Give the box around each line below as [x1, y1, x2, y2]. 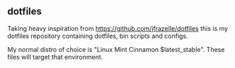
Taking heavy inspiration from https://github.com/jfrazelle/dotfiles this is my [7, 24, 229, 32]
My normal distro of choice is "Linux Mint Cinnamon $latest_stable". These [7, 45, 225, 53]
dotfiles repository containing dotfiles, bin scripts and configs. [7, 32, 189, 40]
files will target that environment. [7, 53, 103, 61]
